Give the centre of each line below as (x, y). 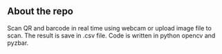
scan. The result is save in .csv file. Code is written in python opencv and (111, 35)
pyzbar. (18, 43)
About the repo (40, 11)
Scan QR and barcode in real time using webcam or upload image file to (110, 28)
